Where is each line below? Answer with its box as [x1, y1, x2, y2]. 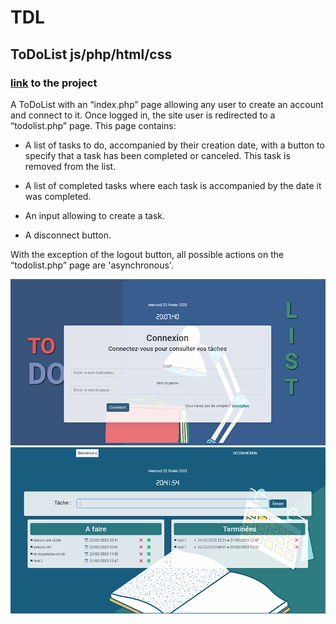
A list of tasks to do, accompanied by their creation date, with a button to [24, 139, 325, 151]
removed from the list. [24, 160, 117, 172]
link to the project [10, 76, 98, 90]
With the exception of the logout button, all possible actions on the [10, 248, 285, 260]
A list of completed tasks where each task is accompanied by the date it [24, 179, 322, 191]
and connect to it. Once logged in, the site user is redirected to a [10, 109, 276, 121]
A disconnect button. [24, 229, 112, 241]
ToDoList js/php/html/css [10, 46, 173, 63]
